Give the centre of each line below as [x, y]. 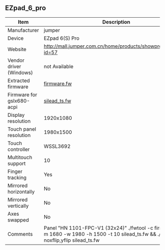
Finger [15, 171]
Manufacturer [23, 30]
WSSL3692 [57, 146]
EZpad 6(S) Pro [61, 38]
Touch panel [22, 129]
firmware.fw [58, 83]
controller [19, 149]
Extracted [19, 81]
